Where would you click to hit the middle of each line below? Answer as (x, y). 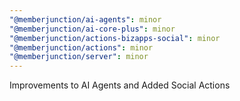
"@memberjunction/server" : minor (79, 57)
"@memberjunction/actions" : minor (81, 47)
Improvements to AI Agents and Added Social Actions (120, 85)
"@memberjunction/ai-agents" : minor (85, 19)
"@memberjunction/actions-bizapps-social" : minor (115, 38)
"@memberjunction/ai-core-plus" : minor (92, 29)
